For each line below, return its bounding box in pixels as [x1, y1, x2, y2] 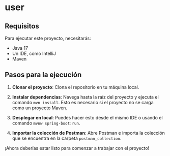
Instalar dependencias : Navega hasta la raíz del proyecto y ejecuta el [12, 93, 159, 100]
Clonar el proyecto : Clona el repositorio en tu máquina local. [12, 84, 139, 90]
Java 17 [12, 45, 29, 51]
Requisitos [5, 22, 39, 30]
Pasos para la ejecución [5, 71, 82, 79]
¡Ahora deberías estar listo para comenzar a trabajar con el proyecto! [5, 145, 150, 151]
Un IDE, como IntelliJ [12, 50, 56, 56]
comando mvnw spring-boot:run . [12, 120, 80, 126]
